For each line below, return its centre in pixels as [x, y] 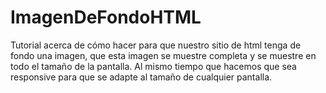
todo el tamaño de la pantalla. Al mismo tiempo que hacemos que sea [153, 66]
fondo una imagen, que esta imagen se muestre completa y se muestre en [163, 55]
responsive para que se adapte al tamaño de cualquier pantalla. [141, 77]
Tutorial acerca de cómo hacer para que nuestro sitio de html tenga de [156, 45]
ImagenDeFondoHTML [106, 17]
